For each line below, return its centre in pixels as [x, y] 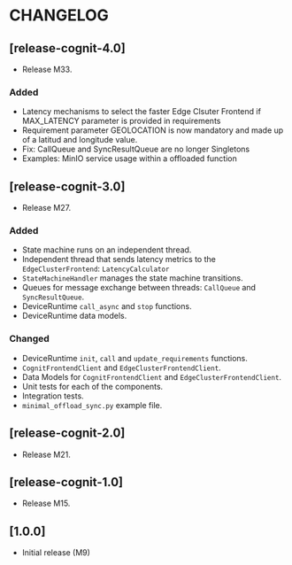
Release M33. [47, 69]
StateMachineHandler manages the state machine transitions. [132, 278]
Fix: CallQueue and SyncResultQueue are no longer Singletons [136, 149]
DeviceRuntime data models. [74, 316]
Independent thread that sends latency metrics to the [119, 259]
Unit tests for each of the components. [92, 386]
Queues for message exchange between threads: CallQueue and [139, 288]
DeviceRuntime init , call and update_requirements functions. [134, 358]
